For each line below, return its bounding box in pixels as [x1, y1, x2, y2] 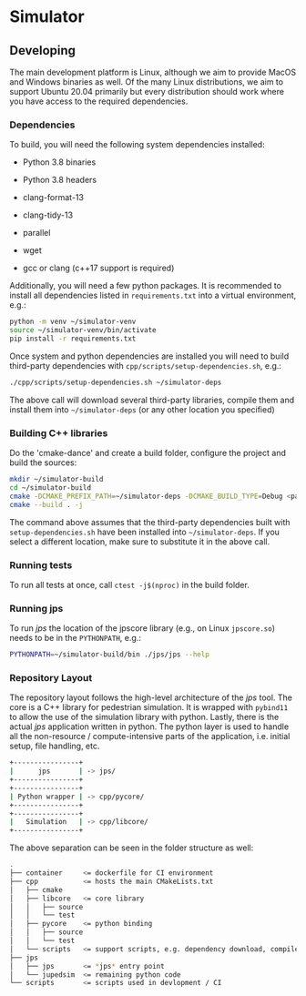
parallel [22, 228, 51, 239]
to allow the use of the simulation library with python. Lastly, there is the [9, 712, 280, 723]
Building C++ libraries [9, 426, 108, 439]
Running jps [9, 602, 64, 615]
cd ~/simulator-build [9, 483, 92, 493]
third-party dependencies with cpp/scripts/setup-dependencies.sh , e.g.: [9, 360, 282, 371]
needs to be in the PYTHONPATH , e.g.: [9, 633, 141, 644]
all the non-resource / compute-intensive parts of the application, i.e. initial [9, 731, 291, 742]
